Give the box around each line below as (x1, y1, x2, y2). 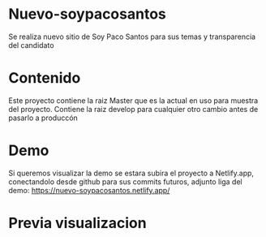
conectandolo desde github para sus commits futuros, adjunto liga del (8, 176, 242, 187)
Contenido (8, 69, 81, 88)
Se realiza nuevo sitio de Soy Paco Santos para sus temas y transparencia (8, 32, 256, 41)
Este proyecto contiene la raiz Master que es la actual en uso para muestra (8, 95, 259, 106)
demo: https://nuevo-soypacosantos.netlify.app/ (8, 185, 170, 195)
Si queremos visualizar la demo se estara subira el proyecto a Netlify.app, (8, 168, 254, 178)
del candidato (8, 40, 54, 50)
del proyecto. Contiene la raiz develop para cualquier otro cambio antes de (8, 104, 259, 114)
